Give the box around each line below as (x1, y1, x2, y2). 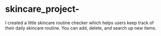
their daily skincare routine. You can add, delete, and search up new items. (5, 25, 157, 31)
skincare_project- (5, 3, 80, 15)
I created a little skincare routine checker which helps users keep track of (5, 20, 154, 26)
